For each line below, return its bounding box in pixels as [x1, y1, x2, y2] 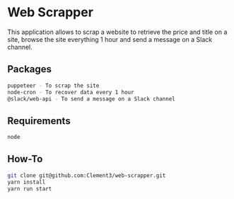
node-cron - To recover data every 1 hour [7, 89, 134, 96]
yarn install [7, 178, 46, 186]
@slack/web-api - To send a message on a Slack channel [7, 95, 175, 103]
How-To [7, 153, 43, 165]
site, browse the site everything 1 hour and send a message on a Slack [7, 35, 213, 43]
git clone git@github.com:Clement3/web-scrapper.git [7, 171, 166, 179]
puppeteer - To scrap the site [7, 82, 100, 89]
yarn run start [7, 185, 52, 192]
